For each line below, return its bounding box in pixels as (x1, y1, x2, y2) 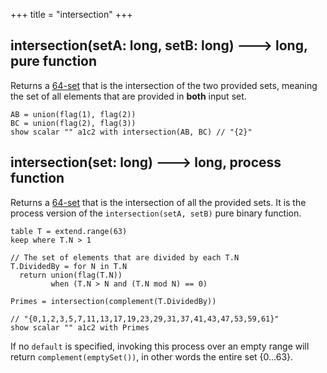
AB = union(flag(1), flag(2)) (10, 109, 137, 119)
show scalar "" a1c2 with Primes (10, 322, 150, 333)
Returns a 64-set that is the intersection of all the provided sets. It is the (10, 196, 307, 208)
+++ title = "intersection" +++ (10, 9, 133, 20)
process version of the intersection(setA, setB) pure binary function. (10, 207, 302, 219)
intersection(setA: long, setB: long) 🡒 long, (10, 37, 308, 54)
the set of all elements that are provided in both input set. (10, 90, 247, 102)
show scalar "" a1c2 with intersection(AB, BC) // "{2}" (10, 127, 253, 137)
